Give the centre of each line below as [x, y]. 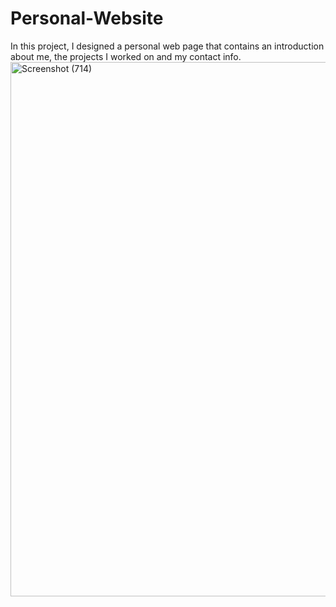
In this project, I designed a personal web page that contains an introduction [167, 46]
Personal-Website [87, 18]
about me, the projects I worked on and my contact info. [126, 56]
